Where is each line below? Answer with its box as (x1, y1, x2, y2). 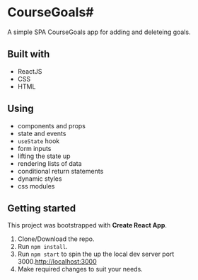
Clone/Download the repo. (17, 235, 95, 243)
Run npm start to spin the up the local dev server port (17, 250, 175, 259)
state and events (17, 129, 66, 138)
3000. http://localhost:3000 (17, 257, 97, 266)
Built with (7, 48, 50, 60)
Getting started (7, 202, 76, 214)
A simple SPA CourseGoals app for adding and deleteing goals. (7, 28, 191, 36)
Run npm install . (17, 242, 69, 251)
